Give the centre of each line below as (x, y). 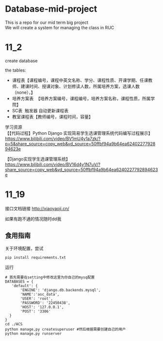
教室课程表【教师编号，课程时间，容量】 (52, 117)
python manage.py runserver (33, 333)
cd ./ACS (14, 324)
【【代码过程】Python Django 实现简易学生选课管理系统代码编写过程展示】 (79, 133)
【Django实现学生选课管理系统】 (38, 159)
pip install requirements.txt (36, 257)
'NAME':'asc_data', (40, 294)
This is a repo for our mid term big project (47, 22)
